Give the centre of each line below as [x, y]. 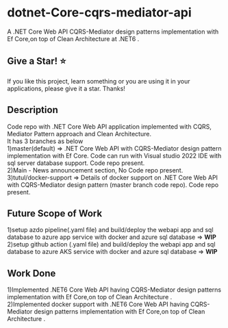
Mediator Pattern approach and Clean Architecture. [79, 134]
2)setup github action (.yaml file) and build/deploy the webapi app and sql [111, 244]
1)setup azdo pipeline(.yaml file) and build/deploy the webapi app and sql [110, 230]
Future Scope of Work [55, 213]
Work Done [31, 273]
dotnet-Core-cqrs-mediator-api [99, 13]
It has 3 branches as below [45, 141]
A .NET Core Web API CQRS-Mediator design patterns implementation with [113, 31]
